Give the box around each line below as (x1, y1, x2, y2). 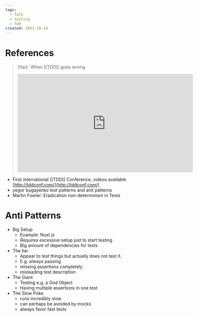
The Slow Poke (12, 290, 43, 296)
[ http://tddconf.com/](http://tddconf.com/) (12, 182, 100, 188)
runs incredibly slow (19, 295, 61, 301)
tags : (5, 7, 16, 12)
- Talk (9, 12, 23, 17)
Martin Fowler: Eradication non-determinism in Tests (12, 192, 121, 198)
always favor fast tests (19, 306, 66, 312)
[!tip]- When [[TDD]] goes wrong (17, 64, 85, 70)
